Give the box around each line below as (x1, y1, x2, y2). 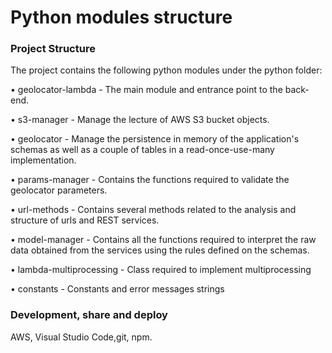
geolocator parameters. (10, 184, 108, 196)
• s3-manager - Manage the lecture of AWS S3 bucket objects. (10, 114, 270, 126)
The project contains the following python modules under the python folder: (10, 64, 323, 76)
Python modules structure (10, 6, 233, 29)
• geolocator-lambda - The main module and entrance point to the (10, 84, 283, 96)
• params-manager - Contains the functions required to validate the (10, 174, 290, 186)
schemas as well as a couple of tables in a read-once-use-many (10, 144, 275, 156)
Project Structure (10, 42, 96, 56)
